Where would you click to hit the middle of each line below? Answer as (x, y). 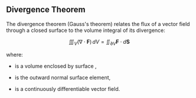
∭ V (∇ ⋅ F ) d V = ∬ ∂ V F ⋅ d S (99, 42)
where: (15, 54)
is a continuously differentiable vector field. (67, 89)
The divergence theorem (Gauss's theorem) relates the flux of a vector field (98, 24)
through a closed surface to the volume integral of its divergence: (86, 30)
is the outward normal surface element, (63, 77)
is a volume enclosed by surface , (55, 66)
